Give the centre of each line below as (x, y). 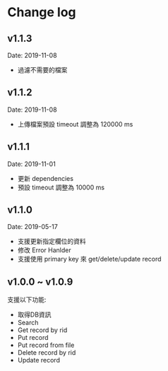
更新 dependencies (46, 178)
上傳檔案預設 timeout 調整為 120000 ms (75, 124)
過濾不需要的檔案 (42, 70)
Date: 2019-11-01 (32, 164)
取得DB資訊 (34, 314)
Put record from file (46, 345)
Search (28, 323)
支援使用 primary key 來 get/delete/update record (89, 259)
